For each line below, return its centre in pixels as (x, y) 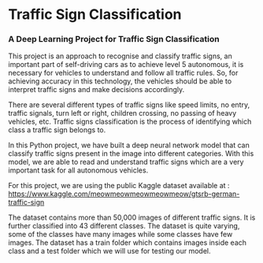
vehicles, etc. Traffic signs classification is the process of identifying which (130, 122)
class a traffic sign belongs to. (57, 130)
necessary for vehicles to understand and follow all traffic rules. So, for (123, 73)
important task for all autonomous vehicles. (78, 170)
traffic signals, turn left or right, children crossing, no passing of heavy (122, 113)
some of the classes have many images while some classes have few (120, 235)
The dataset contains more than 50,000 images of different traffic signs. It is (132, 217)
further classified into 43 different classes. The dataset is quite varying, (124, 226)
